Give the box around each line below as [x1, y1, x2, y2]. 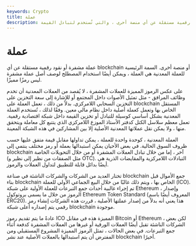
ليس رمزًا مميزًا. [6, 77, 42, 84]
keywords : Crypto [6, 8, 49, 15]
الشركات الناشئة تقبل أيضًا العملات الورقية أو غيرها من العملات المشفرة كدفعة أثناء [6, 221, 185, 228]
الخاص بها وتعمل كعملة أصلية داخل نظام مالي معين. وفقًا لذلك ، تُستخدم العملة [6, 106, 176, 113]
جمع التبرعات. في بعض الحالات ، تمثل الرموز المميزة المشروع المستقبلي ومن [6, 227, 175, 234]
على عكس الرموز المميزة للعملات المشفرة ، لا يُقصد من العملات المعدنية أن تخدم [6, 88, 183, 95]
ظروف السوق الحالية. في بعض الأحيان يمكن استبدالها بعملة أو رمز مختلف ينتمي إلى [6, 143, 188, 150]
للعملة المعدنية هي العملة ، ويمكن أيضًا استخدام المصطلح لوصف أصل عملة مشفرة [6, 70, 185, 77]
